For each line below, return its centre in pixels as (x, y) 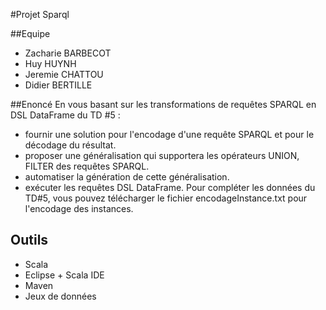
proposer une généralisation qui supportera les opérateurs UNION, (162, 155)
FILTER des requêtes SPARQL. (87, 166)
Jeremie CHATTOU (64, 74)
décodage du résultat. (70, 145)
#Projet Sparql (40, 14)
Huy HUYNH (50, 63)
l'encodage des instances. (79, 208)
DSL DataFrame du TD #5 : (65, 115)
